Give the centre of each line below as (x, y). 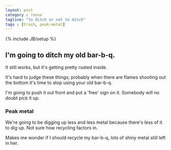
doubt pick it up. (23, 98)
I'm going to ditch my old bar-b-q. (60, 55)
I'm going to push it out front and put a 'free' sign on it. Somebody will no (82, 93)
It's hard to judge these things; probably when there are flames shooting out (85, 77)
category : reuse (24, 15)
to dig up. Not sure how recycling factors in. (52, 128)
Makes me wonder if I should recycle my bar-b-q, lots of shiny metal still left (85, 138)
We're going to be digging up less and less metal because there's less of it (84, 122)
